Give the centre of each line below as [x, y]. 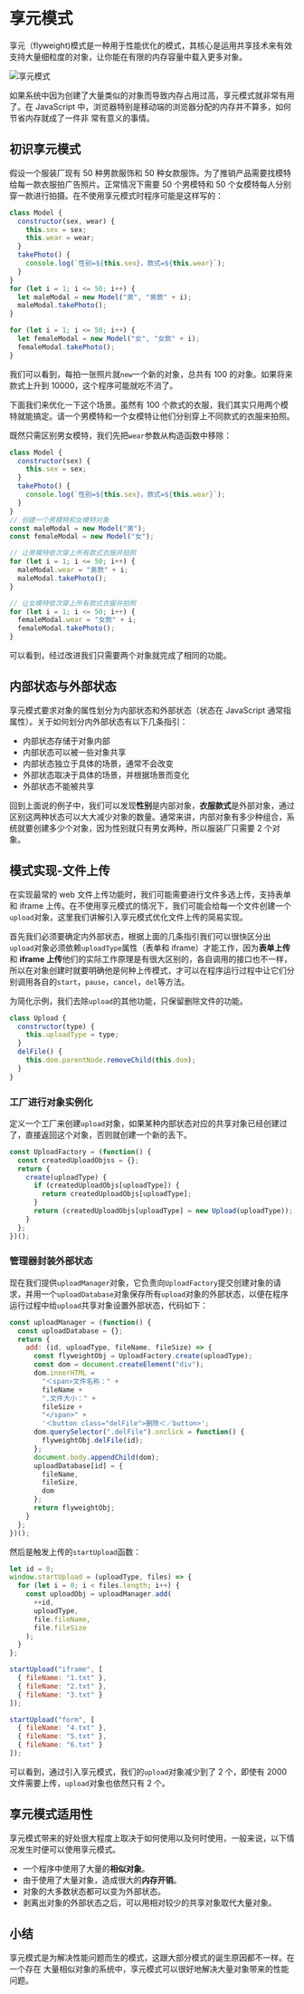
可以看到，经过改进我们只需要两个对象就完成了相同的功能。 [120, 655]
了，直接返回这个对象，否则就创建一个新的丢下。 [100, 1134]
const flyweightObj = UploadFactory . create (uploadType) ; [143, 1357]
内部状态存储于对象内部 [66, 741]
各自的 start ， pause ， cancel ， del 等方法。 [111, 981]
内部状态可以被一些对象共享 [74, 752]
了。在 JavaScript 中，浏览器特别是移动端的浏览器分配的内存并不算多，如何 [151, 106]
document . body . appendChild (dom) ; [96, 1457]
